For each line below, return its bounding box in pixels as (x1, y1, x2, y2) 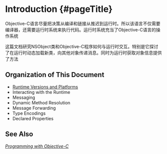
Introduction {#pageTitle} (5, 3, 113, 15)
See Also (5, 130, 33, 139)
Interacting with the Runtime (12, 89, 71, 95)
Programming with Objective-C (5, 143, 69, 149)
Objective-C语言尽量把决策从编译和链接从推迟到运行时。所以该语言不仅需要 (5, 20, 161, 26)
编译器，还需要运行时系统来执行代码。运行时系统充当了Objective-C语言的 (5, 26, 157, 33)
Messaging (12, 94, 36, 100)
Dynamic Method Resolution (12, 99, 71, 105)
